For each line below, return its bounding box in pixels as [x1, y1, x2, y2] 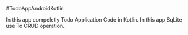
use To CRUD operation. [6, 23, 65, 29]
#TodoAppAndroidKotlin [6, 5, 64, 12]
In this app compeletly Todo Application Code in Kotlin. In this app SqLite [6, 16, 182, 23]
